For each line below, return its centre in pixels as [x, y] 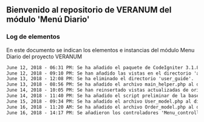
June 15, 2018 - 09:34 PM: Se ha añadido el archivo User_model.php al [99, 101]
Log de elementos [33, 37]
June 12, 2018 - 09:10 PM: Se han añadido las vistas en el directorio [99, 73]
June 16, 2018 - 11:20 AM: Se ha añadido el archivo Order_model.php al [100, 107]
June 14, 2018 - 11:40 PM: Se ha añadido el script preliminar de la [96, 96]
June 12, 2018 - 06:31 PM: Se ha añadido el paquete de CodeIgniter [95, 67]
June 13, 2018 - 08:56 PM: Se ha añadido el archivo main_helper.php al [100, 84]
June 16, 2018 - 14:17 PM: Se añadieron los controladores [83, 113]
